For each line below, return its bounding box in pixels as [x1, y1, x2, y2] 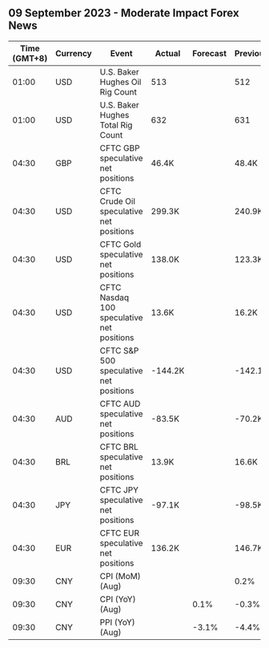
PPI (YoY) [99, 617, 136, 628]
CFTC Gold [99, 238, 142, 249]
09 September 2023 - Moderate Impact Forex [8, 6, 239, 20]
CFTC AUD [99, 398, 141, 409]
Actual [155, 47, 181, 59]
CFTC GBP [99, 142, 140, 153]
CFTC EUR [99, 527, 140, 538]
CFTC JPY [99, 484, 139, 496]
